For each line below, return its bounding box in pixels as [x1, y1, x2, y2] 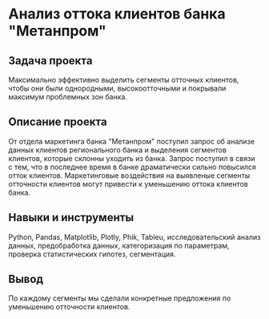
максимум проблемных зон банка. [8, 92, 128, 101]
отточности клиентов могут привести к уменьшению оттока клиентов [8, 179, 248, 188]
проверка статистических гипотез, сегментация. [8, 249, 176, 259]
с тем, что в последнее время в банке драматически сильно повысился [8, 162, 256, 172]
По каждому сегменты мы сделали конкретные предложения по [8, 293, 231, 303]
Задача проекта [8, 54, 93, 67]
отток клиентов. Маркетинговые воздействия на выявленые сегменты [8, 170, 251, 180]
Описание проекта [8, 115, 107, 129]
